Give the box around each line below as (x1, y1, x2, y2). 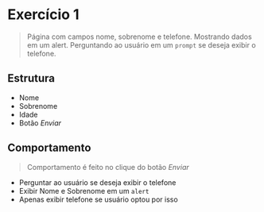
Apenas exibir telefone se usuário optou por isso (18, 195, 178, 204)
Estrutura (7, 71, 56, 85)
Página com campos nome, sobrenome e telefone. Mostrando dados (26, 32, 252, 41)
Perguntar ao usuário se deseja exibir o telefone (18, 177, 177, 187)
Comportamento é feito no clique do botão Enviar (26, 162, 190, 172)
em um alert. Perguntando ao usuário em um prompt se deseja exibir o (26, 40, 256, 49)
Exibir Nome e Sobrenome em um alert (18, 186, 149, 195)
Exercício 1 (7, 6, 80, 24)
